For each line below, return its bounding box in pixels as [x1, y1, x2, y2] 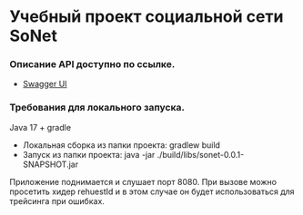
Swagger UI [22, 79, 67, 90]
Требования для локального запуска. [9, 102, 185, 114]
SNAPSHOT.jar [22, 159, 79, 170]
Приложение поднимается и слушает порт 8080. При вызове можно [9, 176, 278, 187]
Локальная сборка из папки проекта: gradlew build [22, 139, 221, 151]
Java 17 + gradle [9, 122, 71, 132]
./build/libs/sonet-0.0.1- [157, 149, 245, 160]
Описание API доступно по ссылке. [9, 58, 176, 71]
